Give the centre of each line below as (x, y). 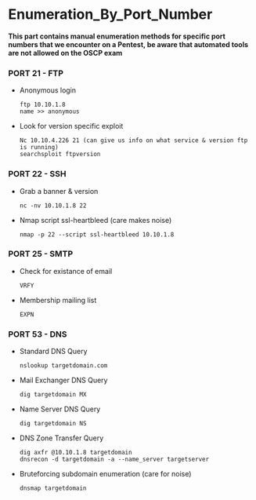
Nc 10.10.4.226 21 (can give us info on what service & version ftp (133, 141)
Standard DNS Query (53, 352)
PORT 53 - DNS (38, 334)
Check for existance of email (66, 271)
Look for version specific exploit (71, 126)
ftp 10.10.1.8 (42, 105)
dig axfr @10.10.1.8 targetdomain (76, 453)
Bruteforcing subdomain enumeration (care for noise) (105, 474)
